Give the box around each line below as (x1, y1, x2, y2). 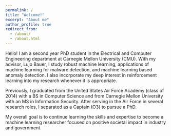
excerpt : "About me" (5, 17, 50, 22)
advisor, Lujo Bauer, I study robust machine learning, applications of (5, 61, 149, 67)
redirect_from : (5, 27, 38, 32)
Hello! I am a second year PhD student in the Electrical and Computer (5, 50, 152, 56)
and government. (5, 124, 42, 131)
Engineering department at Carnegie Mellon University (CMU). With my (5, 55, 156, 62)
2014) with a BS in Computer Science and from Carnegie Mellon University (5, 93, 163, 99)
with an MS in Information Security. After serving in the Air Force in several (5, 98, 163, 104)
